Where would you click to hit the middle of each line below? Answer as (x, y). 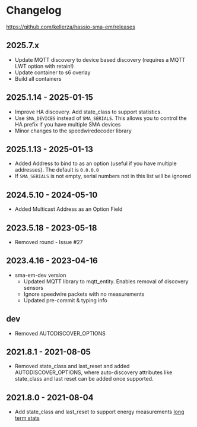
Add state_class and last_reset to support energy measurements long (99, 412)
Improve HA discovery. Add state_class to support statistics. (88, 112)
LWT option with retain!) (44, 66)
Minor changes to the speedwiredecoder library (73, 131)
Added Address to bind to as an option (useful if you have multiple (96, 163)
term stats (27, 418)
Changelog (34, 10)
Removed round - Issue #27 (49, 242)
